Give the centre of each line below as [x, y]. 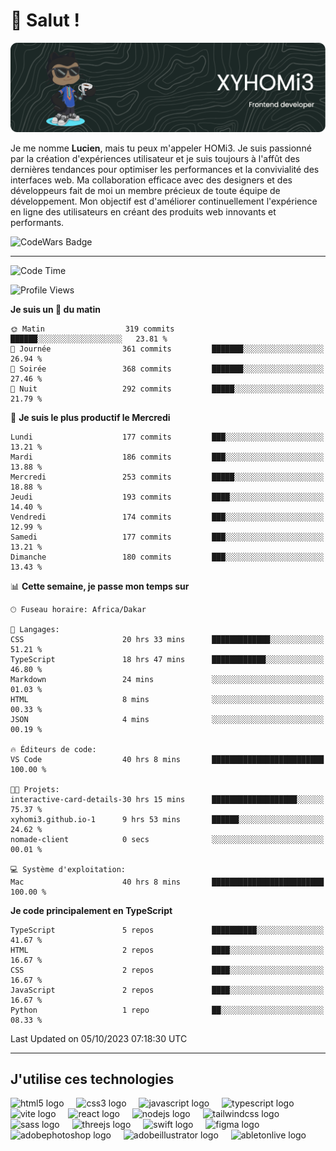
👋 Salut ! [45, 20]
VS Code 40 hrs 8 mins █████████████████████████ [167, 759]
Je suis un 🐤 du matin [55, 309]
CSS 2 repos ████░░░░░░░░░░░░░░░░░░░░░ [167, 970]
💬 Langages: [35, 629]
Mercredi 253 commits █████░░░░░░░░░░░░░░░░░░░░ [167, 477]
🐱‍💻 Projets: [35, 789]
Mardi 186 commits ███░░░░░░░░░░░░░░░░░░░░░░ [167, 457]
